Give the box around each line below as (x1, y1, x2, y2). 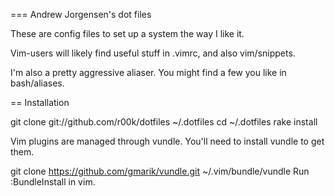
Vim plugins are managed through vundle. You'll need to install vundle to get (10, 135, 325, 147)
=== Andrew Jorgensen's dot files (10, 9, 152, 20)
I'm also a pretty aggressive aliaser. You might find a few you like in (10, 67, 287, 78)
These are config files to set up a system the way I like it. (10, 28, 245, 39)
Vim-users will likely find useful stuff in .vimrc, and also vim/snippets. (10, 47, 296, 59)
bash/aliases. (10, 77, 65, 89)
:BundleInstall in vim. (10, 176, 96, 188)
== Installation (10, 97, 70, 108)
